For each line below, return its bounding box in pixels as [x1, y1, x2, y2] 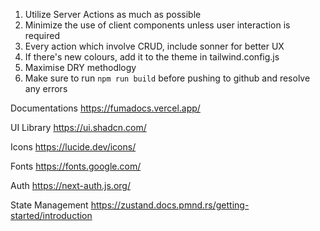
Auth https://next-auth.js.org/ [10, 180, 131, 191]
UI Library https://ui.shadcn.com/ [10, 122, 147, 133]
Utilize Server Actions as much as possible [24, 9, 202, 20]
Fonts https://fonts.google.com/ [10, 160, 142, 172]
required [24, 30, 61, 41]
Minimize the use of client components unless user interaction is [24, 19, 291, 31]
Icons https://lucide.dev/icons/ [10, 141, 137, 153]
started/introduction [10, 210, 93, 221]
